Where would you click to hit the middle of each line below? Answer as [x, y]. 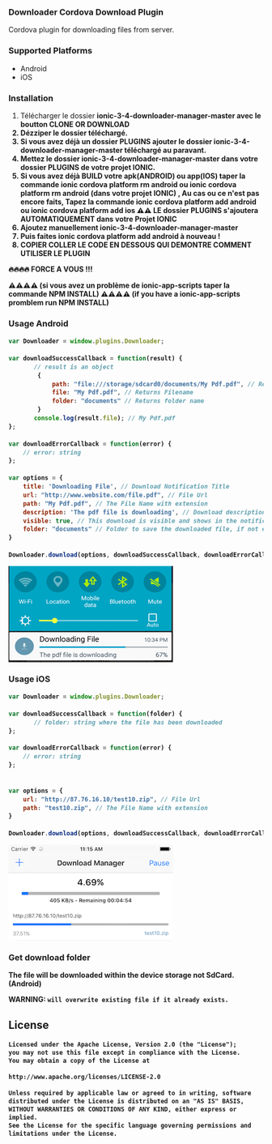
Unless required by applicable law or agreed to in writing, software [130, 1093]
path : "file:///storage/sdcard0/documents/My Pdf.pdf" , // [153, 384]
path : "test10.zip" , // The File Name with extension [115, 808]
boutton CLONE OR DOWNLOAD [74, 124]
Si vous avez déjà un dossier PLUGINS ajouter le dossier [116, 141]
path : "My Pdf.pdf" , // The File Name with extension [115, 504]
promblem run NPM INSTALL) [59, 302]
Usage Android [38, 323]
